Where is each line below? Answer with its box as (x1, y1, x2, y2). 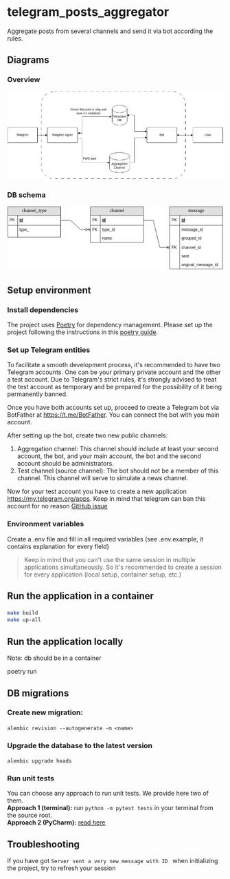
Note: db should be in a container (7, 654, 102, 662)
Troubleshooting (7, 838, 80, 850)
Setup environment (7, 284, 91, 296)
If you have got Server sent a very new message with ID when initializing (7, 857, 218, 865)
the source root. (7, 811, 53, 820)
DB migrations (7, 687, 69, 699)
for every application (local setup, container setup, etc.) (23, 570, 182, 579)
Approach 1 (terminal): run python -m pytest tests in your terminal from (7, 804, 214, 812)
